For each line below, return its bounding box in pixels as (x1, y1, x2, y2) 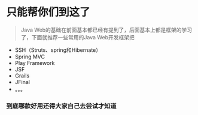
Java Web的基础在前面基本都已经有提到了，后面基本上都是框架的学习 (20, 26, 193, 33)
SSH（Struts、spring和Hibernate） (14, 46, 102, 54)
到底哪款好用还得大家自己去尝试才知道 (6, 102, 117, 110)
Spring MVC (14, 53, 45, 60)
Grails (14, 72, 30, 79)
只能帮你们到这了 (6, 5, 91, 19)
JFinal (14, 78, 30, 85)
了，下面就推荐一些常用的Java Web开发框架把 (20, 33, 135, 41)
